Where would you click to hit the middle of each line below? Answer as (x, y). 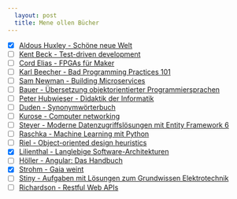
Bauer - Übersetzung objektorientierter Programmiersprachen (119, 89)
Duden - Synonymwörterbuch (67, 107)
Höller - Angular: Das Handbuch (70, 160)
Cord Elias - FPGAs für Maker (67, 63)
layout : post (36, 15)
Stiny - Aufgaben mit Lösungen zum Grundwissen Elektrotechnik (124, 179)
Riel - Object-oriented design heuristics (83, 143)
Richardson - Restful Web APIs (69, 187)
